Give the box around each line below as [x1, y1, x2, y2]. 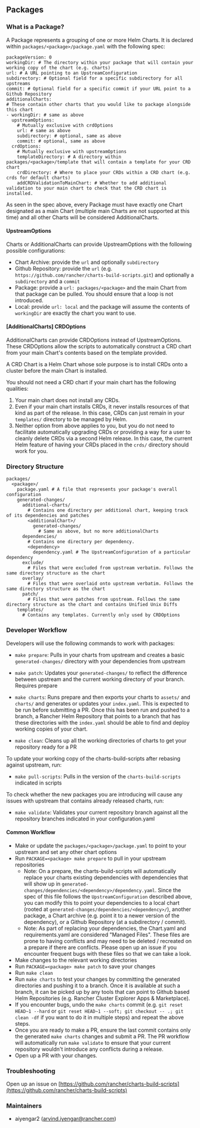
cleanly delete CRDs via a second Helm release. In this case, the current [14, 435, 193, 442]
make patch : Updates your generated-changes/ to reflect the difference [14, 669, 187, 676]
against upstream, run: [6, 761, 61, 768]
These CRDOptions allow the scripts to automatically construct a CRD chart [6, 343, 192, 350]
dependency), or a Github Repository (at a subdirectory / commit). [23, 918, 187, 925]
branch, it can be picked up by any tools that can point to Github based [14, 988, 190, 995]
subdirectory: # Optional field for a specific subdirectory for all [6, 75, 183, 81]
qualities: [6, 385, 29, 393]
